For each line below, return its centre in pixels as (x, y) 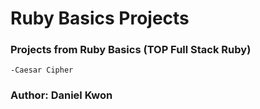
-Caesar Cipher (42, 70)
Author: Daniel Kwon (61, 95)
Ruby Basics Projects (100, 18)
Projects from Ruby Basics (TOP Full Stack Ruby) (131, 50)
